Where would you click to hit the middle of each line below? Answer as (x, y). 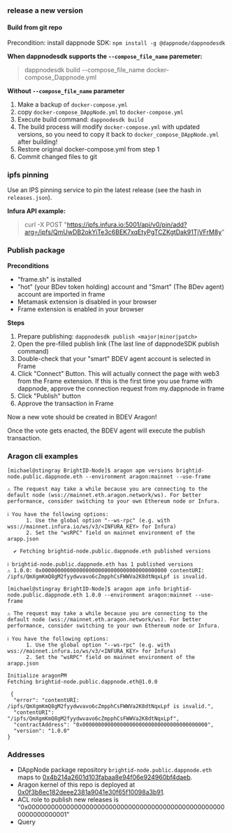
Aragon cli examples (43, 456)
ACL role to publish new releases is (68, 800)
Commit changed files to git (57, 157)
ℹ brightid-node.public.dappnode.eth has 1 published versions (100, 564)
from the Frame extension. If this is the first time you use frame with (115, 381)
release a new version (45, 11)
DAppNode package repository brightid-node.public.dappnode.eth (114, 770)
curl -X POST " (46, 225)
